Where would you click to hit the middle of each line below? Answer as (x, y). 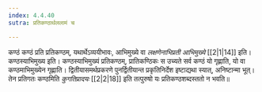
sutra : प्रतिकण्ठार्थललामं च (42, 23)
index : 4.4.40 (32, 15)
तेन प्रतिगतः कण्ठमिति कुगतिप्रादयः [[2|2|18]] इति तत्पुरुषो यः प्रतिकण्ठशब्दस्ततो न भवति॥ (119, 79)
